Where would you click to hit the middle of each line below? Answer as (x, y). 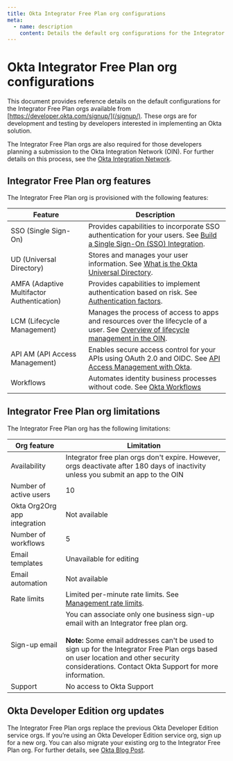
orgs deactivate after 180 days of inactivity (136, 466)
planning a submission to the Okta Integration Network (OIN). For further (111, 152)
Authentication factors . (126, 301)
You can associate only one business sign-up (140, 614)
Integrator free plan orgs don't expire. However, (143, 457)
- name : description (43, 26)
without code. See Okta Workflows (145, 387)
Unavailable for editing (102, 558)
